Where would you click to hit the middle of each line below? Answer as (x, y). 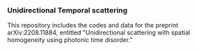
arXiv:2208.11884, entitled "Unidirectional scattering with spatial (98, 32)
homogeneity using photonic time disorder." (70, 40)
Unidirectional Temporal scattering (67, 10)
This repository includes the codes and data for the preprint (93, 25)
